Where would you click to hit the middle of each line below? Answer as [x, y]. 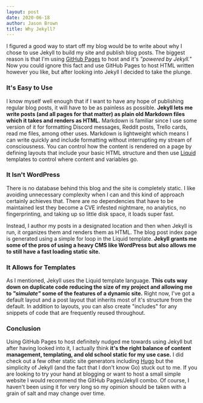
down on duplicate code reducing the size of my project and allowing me [99, 287]
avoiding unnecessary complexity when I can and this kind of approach [95, 195]
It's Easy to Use [30, 88]
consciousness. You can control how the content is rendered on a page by [99, 146]
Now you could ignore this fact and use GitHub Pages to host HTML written [100, 66]
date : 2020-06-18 [28, 18]
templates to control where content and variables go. [72, 159]
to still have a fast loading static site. [53, 251]
